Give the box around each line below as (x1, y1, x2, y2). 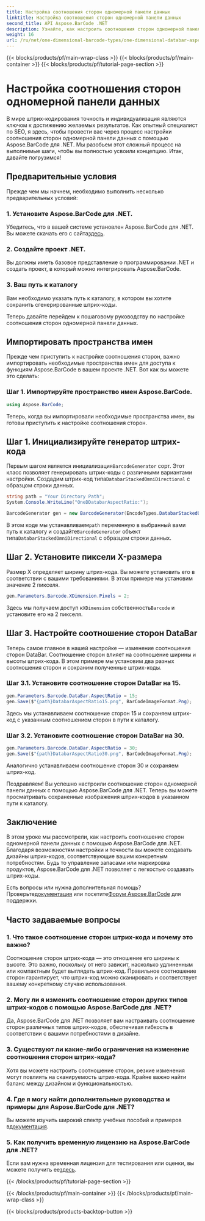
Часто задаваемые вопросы (6, 914, 121, 925)
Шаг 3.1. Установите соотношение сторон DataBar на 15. (6, 679, 181, 687)
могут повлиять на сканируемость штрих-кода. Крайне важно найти (6, 1073, 187, 1080)
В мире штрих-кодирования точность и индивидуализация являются (6, 115, 187, 122)
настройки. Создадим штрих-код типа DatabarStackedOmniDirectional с (6, 475, 190, 482)
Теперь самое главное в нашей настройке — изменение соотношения (6, 644, 191, 651)
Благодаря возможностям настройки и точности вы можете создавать (6, 846, 192, 854)
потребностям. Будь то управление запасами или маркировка (6, 859, 170, 867)
